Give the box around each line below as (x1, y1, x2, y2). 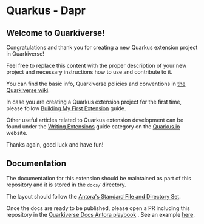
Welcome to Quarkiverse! (6, 28, 105, 38)
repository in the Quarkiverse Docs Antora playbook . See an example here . (6, 211, 195, 218)
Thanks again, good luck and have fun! (6, 141, 104, 148)
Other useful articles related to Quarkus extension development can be (6, 116, 184, 124)
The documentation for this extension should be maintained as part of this (6, 174, 191, 182)
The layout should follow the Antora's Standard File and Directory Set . (6, 193, 181, 200)
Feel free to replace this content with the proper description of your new (6, 62, 187, 69)
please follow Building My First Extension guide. (6, 105, 126, 112)
